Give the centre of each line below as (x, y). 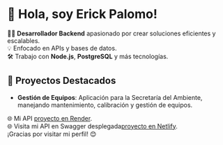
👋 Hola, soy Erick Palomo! (83, 14)
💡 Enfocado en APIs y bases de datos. (62, 48)
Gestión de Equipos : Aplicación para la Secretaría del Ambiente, (110, 97)
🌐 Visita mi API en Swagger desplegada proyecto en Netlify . (92, 126)
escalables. (24, 40)
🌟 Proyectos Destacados (62, 81)
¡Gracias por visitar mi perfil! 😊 (52, 134)
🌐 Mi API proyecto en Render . (50, 118)
